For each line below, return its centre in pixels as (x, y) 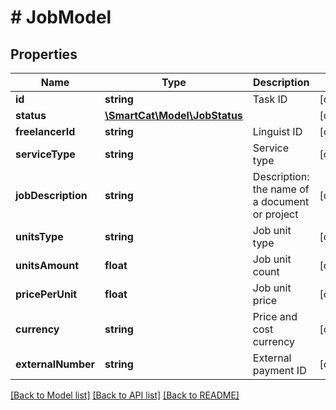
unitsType (39, 236)
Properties (44, 54)
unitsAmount (47, 265)
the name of (281, 189)
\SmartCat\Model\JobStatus (173, 115)
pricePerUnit (46, 294)
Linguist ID (277, 131)
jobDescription (51, 195)
